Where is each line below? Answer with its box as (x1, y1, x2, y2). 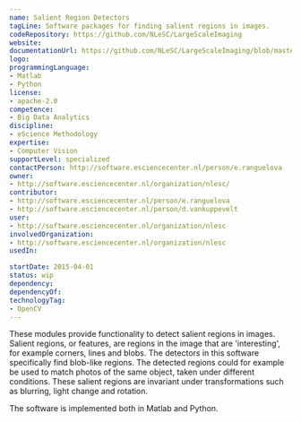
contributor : (9, 188, 58, 197)
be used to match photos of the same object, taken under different (9, 366, 255, 377)
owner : (9, 171, 34, 180)
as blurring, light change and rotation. (9, 386, 149, 397)
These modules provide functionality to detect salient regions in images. (9, 329, 276, 340)
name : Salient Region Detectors (9, 13, 130, 22)
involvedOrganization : (9, 229, 94, 238)
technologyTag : (9, 296, 66, 305)
